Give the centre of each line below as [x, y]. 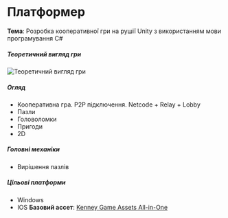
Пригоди [30, 126]
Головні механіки [34, 149]
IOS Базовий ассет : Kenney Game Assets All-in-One [92, 207]
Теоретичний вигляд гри [44, 54]
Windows [30, 199]
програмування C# [35, 38]
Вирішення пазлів [43, 166]
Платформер [46, 12]
